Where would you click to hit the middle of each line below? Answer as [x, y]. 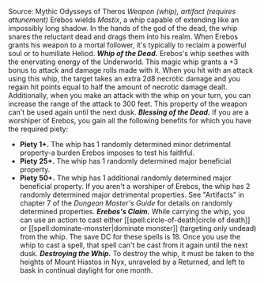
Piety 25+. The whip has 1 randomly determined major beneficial [125, 161]
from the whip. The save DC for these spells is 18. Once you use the [130, 237]
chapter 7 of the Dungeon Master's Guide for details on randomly [126, 203]
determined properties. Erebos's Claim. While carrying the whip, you [132, 211]
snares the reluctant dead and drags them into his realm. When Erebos [123, 36]
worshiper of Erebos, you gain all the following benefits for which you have [130, 121]
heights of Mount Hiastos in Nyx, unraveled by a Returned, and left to [132, 262]
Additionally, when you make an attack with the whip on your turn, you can [130, 95]
